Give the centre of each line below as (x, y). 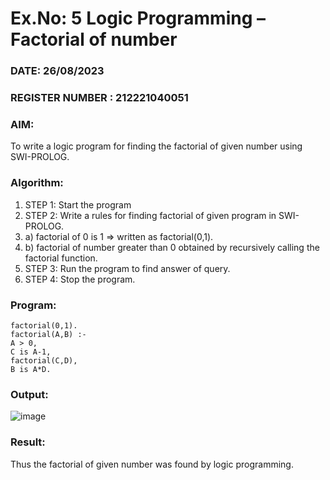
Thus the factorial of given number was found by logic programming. (152, 464)
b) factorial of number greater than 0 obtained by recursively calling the (172, 247)
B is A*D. (31, 369)
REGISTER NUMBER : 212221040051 (99, 98)
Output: (29, 394)
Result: (28, 442)
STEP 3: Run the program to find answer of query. (127, 268)
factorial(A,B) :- (48, 334)
